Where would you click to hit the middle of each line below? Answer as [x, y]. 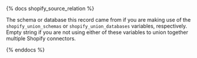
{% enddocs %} [26, 50]
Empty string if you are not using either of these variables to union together [97, 32]
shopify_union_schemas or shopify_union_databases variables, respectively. [97, 26]
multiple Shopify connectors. [41, 38]
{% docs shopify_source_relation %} [50, 8]
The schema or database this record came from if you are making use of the [98, 20]
